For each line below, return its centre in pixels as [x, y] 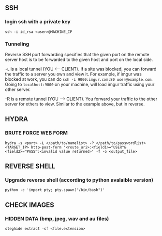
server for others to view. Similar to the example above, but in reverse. [75, 104]
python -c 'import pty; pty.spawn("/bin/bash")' [55, 190]
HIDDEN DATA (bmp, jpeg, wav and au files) [57, 219]
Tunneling [17, 44]
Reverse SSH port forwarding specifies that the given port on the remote [77, 54]
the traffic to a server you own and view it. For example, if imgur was [73, 74]
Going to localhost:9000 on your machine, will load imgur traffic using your [80, 84]
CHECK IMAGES [30, 205]
